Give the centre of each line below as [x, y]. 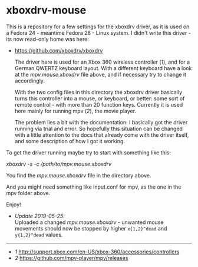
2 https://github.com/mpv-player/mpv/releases [71, 258]
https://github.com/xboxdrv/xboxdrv [59, 50]
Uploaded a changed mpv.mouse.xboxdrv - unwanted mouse [89, 222]
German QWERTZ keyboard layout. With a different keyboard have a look [103, 68]
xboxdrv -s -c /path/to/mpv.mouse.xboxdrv [59, 164]
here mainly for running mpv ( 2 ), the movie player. [75, 111]
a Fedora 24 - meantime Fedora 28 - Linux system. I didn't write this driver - [99, 32]
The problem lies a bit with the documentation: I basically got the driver [101, 122]
